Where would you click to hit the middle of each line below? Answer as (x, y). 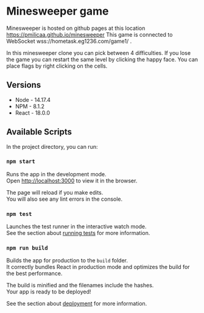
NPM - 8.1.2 (30, 106)
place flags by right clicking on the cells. (57, 66)
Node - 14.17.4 (33, 99)
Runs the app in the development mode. (56, 174)
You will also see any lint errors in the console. (65, 199)
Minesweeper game (58, 11)
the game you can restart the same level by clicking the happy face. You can (102, 59)
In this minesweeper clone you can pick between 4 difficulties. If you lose (98, 52)
